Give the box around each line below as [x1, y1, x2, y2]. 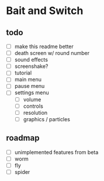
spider [14, 168, 30, 175]
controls [23, 103, 44, 110]
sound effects [14, 56, 48, 63]
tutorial [14, 69, 32, 77]
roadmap [6, 133, 40, 143]
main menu [14, 76, 42, 83]
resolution [23, 109, 48, 116]
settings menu [14, 89, 50, 96]
